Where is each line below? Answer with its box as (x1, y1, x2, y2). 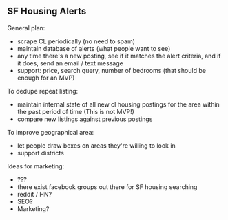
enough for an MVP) (17, 74, 75, 82)
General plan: (7, 23, 45, 32)
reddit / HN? (17, 190, 52, 198)
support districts (17, 148, 64, 157)
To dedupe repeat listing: (7, 87, 79, 95)
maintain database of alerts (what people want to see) (17, 44, 171, 52)
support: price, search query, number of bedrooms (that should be (17, 66, 207, 74)
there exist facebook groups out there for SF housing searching (17, 182, 198, 191)
